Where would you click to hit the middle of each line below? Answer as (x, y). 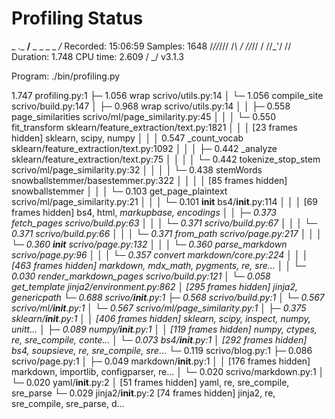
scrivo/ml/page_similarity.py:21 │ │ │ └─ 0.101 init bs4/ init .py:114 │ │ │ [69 (164, 201)
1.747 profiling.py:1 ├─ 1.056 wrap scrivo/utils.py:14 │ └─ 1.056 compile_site (167, 95)
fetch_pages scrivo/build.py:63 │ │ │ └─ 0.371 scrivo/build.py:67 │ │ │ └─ (164, 223)
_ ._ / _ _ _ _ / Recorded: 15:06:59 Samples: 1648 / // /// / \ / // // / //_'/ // (151, 46)
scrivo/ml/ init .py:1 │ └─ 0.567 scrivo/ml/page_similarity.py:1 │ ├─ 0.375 (159, 308)
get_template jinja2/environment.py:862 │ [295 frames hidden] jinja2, (154, 286)
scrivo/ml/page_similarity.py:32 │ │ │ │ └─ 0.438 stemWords (137, 169)
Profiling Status (77, 18)
